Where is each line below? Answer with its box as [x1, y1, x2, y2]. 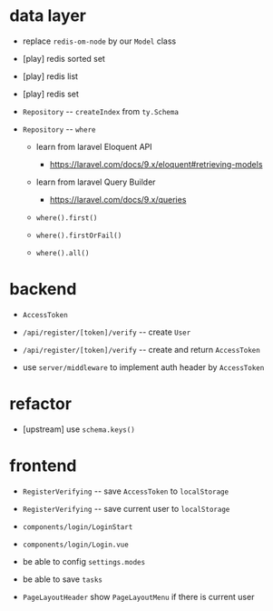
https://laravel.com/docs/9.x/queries [49, 194, 187, 205]
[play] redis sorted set [22, 53, 106, 64]
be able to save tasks [22, 574, 102, 585]
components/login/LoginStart [22, 522, 133, 532]
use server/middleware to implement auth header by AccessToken [22, 361, 265, 373]
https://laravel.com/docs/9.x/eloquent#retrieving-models [49, 158, 263, 169]
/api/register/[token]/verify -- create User [22, 326, 191, 337]
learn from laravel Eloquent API [35, 141, 152, 152]
